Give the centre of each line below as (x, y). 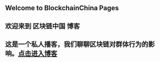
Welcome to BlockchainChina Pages (62, 8)
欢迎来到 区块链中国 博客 (43, 26)
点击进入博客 (38, 54)
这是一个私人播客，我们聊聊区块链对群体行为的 (77, 45)
